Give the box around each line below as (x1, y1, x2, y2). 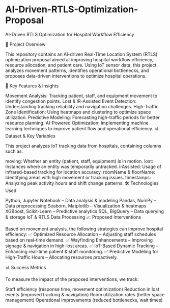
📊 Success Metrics (5, 264, 46, 270)
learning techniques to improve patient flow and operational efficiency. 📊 (5, 125, 159, 131)
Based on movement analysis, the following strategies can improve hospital (5, 226, 163, 232)
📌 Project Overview (5, 41, 46, 47)
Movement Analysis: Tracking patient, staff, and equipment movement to (5, 92, 158, 99)
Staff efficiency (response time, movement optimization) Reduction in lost (5, 286, 159, 292)
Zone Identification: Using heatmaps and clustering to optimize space (5, 109, 151, 115)
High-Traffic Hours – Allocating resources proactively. (5, 254, 118, 260)
